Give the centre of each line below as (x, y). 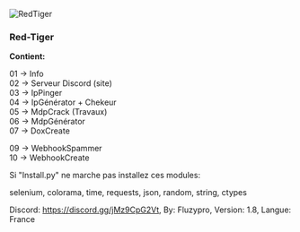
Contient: (27, 56)
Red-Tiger (32, 37)
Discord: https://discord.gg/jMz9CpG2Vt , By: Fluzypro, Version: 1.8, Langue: (150, 210)
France (22, 219)
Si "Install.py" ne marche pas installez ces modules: (105, 176)
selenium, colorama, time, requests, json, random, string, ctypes (128, 193)
